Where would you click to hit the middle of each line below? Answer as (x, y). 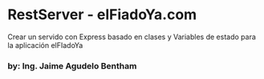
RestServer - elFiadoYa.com (102, 15)
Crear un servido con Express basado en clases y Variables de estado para (132, 37)
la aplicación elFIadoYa (45, 45)
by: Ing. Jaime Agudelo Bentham (72, 65)
